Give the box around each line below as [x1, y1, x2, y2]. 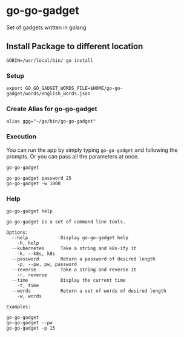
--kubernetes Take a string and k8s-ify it [11, 245, 137, 251]
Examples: [6, 304, 31, 310]
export [6, 86, 23, 92]
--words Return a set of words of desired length [11, 288, 166, 294]
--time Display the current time [11, 277, 126, 283]
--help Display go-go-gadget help [11, 234, 129, 240]
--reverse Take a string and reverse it [11, 267, 137, 273]
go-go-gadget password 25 [6, 175, 71, 181]
